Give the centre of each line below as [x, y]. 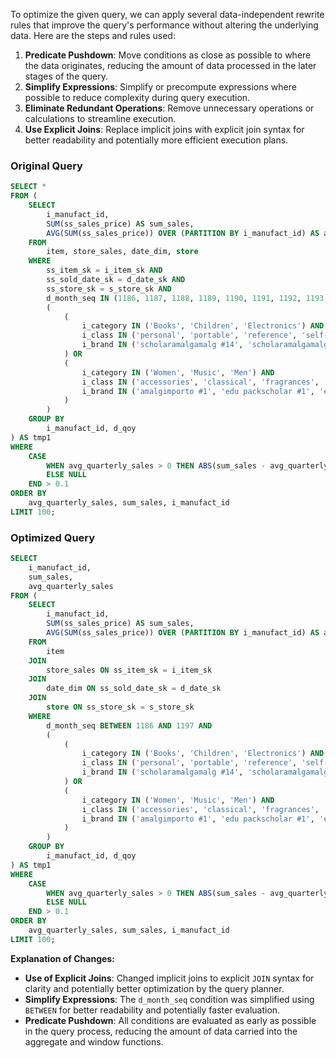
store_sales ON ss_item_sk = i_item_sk [129, 670]
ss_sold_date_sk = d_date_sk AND [116, 280]
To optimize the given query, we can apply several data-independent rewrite [167, 14]
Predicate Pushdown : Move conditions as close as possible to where [168, 55]
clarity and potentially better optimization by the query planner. [154, 988]
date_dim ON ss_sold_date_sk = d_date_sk [134, 689]
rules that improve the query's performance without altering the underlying [164, 25]
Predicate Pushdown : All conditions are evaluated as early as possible [170, 1020]
